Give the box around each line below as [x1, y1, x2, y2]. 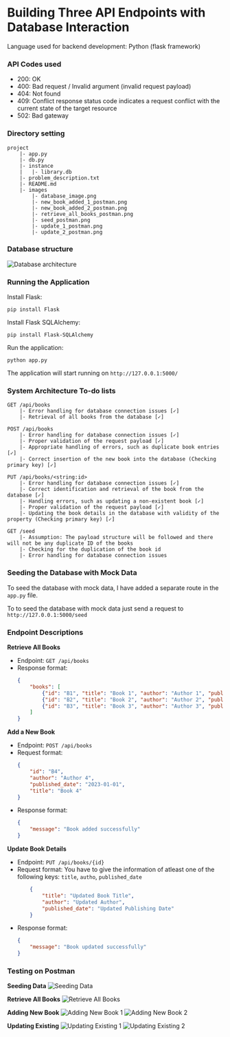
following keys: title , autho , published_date [16, 873, 142, 881]
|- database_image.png [32, 193, 97, 199]
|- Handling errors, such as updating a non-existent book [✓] [19, 498, 205, 505]
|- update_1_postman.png [32, 222, 103, 230]
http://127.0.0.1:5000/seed [7, 611, 88, 618]
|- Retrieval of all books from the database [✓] [19, 414, 165, 421]
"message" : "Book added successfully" [30, 826, 141, 833]
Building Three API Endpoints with [7, 5, 206, 21]
